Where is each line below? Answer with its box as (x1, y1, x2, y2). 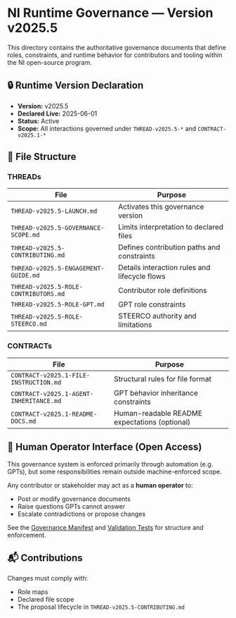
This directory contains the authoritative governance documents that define (7, 43, 226, 51)
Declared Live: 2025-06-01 (17, 109, 98, 118)
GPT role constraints (118, 299, 186, 309)
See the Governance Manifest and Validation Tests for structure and (7, 523, 204, 531)
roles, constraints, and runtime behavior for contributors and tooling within (7, 51, 223, 59)
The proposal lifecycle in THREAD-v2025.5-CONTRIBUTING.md (17, 602, 185, 611)
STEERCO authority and (118, 311, 197, 321)
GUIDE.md (11, 271, 40, 280)
